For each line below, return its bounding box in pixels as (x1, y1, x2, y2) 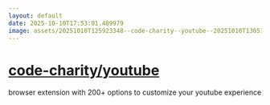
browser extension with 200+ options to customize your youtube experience (8, 87, 262, 97)
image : (8, 26, 31, 34)
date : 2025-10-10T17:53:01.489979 (8, 19, 125, 27)
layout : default (8, 11, 63, 20)
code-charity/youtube (8, 61, 160, 79)
